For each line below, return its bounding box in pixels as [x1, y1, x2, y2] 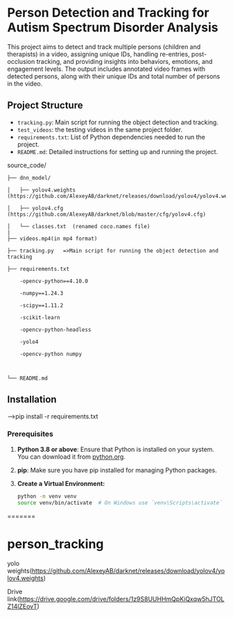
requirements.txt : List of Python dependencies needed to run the [17, 133, 206, 141]
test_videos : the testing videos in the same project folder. [17, 125, 182, 133]
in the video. [7, 79, 43, 87]
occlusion [7, 57, 35, 65]
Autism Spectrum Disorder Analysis [7, 19, 218, 35]
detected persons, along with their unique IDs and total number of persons [7, 71, 221, 81]
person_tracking [7, 536, 104, 552]
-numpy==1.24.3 [19, 289, 64, 296]
